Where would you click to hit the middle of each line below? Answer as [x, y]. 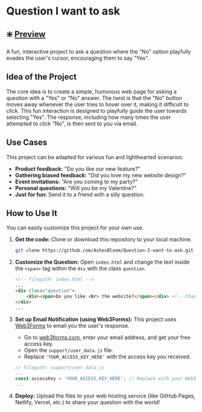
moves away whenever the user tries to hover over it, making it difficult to [97, 104]
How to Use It [32, 213]
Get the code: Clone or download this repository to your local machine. [103, 239]
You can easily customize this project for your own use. [75, 228]
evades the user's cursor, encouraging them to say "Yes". [78, 58]
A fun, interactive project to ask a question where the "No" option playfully [99, 52]
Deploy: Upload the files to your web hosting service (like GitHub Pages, [105, 396]
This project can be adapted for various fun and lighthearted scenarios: [95, 157]
